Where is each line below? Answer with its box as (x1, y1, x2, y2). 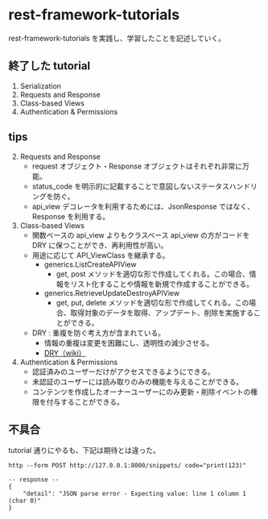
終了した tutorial (8, 59, 91, 73)
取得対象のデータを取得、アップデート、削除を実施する (70, 308, 254, 318)
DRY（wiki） (43, 348, 86, 358)
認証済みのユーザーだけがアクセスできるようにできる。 (31, 367, 216, 376)
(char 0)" (8, 497, 42, 505)
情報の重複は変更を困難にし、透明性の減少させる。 (43, 338, 214, 347)
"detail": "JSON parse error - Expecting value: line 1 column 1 (23, 490, 247, 498)
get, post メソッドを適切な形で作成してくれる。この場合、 (56, 268, 249, 279)
